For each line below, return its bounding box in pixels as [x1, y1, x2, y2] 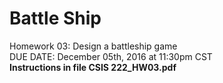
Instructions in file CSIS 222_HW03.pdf [9, 61, 177, 73]
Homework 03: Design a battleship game [9, 40, 178, 52]
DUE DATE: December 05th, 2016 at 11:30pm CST [9, 50, 213, 62]
